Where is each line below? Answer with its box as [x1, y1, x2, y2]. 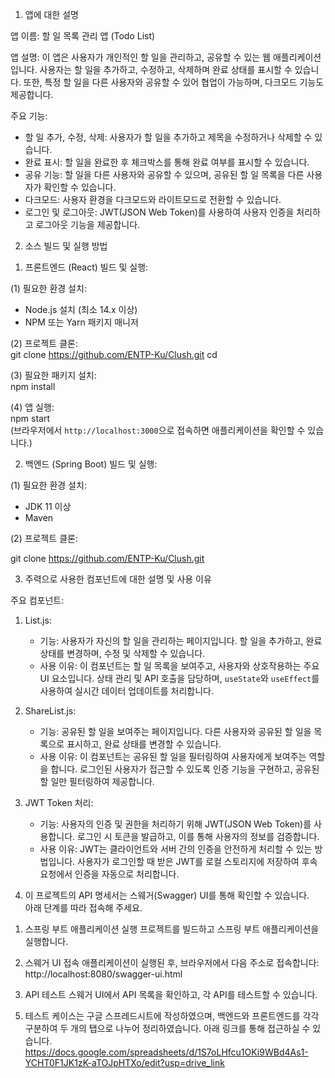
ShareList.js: [24, 705, 77, 717]
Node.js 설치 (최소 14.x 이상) [24, 304, 138, 315]
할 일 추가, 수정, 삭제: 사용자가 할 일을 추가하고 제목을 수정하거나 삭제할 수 [24, 131, 313, 143]
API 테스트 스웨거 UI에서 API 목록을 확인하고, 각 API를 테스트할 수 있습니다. [24, 989, 318, 1000]
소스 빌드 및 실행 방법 [24, 240, 108, 252]
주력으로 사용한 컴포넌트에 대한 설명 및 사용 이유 [24, 573, 212, 585]
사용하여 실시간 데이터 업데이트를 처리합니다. [39, 685, 214, 697]
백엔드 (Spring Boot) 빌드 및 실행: [24, 458, 158, 470]
